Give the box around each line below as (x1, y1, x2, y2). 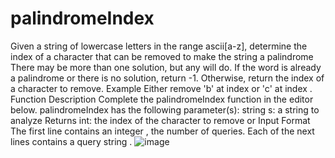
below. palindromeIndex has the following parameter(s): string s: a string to (10, 103, 320, 116)
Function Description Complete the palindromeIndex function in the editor (10, 93, 314, 105)
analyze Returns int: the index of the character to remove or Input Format (10, 114, 311, 126)
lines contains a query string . (10, 135, 133, 147)
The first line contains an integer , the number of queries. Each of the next (10, 125, 315, 137)
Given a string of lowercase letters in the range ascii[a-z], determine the (10, 40, 308, 52)
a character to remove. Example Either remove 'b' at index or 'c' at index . (10, 82, 313, 94)
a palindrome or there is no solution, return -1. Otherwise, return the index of (10, 72, 325, 84)
